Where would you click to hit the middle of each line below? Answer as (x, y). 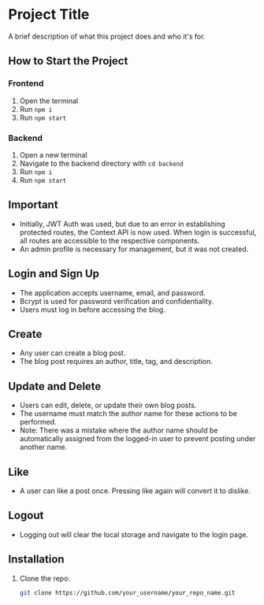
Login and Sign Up (54, 274)
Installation (36, 560)
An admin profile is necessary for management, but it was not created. (134, 249)
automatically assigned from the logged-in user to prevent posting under (138, 439)
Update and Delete (55, 386)
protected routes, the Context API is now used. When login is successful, (138, 232)
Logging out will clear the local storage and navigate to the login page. (134, 534)
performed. (38, 422)
